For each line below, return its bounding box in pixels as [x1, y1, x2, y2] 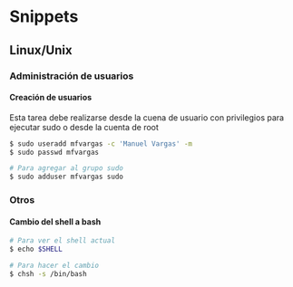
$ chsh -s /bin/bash [9, 269, 88, 278]
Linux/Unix [9, 43, 73, 58]
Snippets [9, 6, 79, 27]
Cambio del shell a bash [9, 215, 102, 227]
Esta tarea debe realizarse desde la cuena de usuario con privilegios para [9, 111, 284, 123]
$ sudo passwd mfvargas [9, 148, 100, 157]
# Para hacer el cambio [9, 261, 100, 271]
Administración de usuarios [9, 70, 134, 82]
